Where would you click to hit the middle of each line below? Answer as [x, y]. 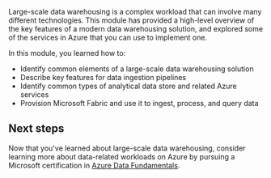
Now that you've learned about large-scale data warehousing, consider [127, 148]
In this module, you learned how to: [67, 53]
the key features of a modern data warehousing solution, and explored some [136, 29]
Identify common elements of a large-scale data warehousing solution [137, 69]
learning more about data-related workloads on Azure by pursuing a [122, 156]
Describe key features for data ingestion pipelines [103, 77]
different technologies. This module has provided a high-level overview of [131, 20]
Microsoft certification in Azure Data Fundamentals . [94, 165]
